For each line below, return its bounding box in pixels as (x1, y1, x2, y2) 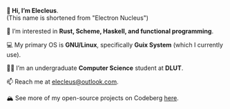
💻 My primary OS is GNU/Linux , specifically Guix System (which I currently (6, 41, 224, 49)
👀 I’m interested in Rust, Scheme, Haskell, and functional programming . (6, 27, 214, 35)
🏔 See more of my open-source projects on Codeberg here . (6, 94, 179, 102)
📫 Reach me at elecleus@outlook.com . (6, 77, 119, 86)
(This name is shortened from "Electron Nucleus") (6, 14, 149, 22)
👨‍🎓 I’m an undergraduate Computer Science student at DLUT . (6, 64, 184, 72)
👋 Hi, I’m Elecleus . (6, 7, 59, 14)
